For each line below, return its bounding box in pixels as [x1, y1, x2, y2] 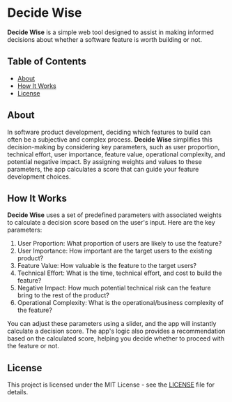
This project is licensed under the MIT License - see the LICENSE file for [7, 380, 215, 389]
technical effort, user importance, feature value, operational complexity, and [7, 150, 226, 158]
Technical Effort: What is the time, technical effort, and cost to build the [17, 269, 222, 277]
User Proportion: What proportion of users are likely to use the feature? [17, 239, 222, 248]
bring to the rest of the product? [17, 291, 109, 299]
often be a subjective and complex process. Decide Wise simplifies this [7, 135, 212, 144]
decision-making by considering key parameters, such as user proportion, [7, 142, 220, 151]
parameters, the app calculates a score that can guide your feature [7, 165, 199, 173]
